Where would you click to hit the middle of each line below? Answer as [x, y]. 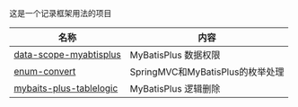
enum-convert [45, 71]
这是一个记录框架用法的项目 [61, 13]
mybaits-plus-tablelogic [66, 88]
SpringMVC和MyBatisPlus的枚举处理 [207, 72]
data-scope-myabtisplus [67, 54]
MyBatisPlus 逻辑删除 [175, 89]
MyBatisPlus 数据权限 [175, 55]
